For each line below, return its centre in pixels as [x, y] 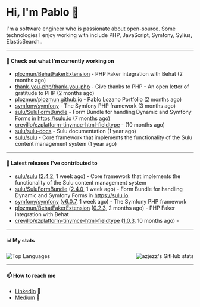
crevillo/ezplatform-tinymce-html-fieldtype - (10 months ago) [90, 125]
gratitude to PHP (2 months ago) [54, 93]
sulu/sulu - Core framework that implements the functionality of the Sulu [103, 137]
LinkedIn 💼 [28, 291]
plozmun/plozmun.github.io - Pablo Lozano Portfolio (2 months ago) [98, 99]
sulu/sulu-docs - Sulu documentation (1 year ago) [75, 131]
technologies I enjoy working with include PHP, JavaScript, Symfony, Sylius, [99, 35]
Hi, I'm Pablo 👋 [43, 12]
